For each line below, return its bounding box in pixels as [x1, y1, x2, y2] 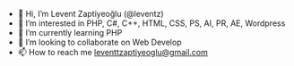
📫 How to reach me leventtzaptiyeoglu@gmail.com [17, 47, 209, 57]
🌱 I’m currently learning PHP [17, 28, 123, 37]
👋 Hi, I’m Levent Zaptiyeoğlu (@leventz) [17, 9, 164, 19]
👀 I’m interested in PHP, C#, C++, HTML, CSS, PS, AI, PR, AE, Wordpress [17, 18, 286, 29]
